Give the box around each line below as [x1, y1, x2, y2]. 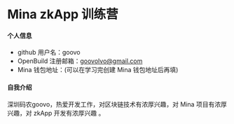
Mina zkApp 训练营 [7, 6, 119, 22]
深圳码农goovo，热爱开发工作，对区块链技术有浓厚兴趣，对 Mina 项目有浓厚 [7, 99, 228, 109]
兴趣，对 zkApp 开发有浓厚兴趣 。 [7, 109, 105, 117]
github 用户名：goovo [17, 48, 81, 57]
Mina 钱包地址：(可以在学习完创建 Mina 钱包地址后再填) [17, 66, 179, 74]
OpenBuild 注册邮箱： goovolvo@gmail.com [17, 57, 143, 65]
